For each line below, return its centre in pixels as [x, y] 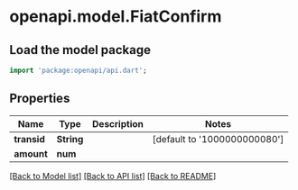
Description [118, 123]
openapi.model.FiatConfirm [116, 17]
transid [29, 139]
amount [31, 153]
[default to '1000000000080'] [218, 139]
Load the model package [80, 50]
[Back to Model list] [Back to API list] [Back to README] [113, 176]
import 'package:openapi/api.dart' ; [78, 70]
